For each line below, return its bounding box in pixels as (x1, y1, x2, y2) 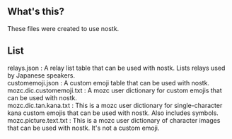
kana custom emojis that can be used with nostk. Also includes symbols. (7, 109, 219, 117)
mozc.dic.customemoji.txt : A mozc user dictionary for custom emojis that (7, 86, 223, 95)
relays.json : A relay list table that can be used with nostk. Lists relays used (7, 64, 226, 72)
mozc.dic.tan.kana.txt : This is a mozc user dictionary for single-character (7, 101, 223, 109)
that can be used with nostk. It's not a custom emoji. (7, 123, 160, 132)
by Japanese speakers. (7, 71, 76, 80)
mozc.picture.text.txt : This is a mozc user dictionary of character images (7, 116, 221, 124)
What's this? (7, 6, 65, 18)
